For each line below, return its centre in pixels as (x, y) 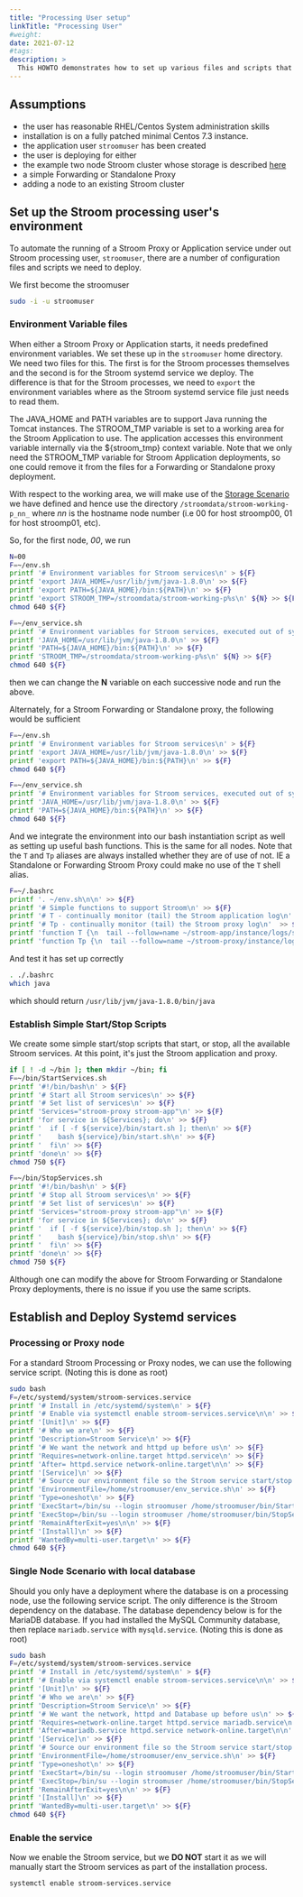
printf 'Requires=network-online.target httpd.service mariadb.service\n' (153, 1722)
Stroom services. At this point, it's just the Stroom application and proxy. (143, 1053)
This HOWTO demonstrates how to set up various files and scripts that (155, 69)
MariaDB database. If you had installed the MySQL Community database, (145, 1619)
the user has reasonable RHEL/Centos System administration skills (146, 126)
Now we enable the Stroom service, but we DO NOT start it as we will (138, 1857)
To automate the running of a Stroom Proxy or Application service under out (150, 248)
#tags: (22, 51)
